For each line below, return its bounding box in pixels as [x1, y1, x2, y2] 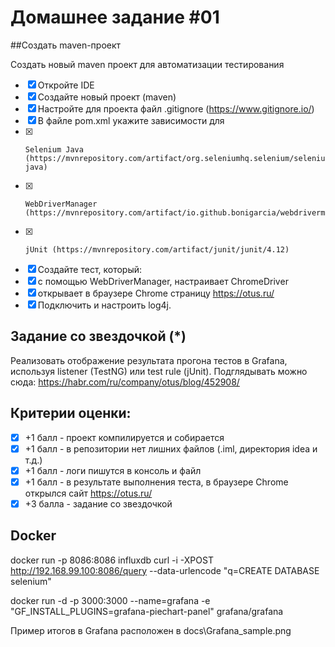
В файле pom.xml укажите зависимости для [37, 114, 225, 126]
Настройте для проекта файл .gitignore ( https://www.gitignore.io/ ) [37, 102, 315, 115]
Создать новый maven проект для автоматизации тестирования [10, 58, 285, 70]
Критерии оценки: [10, 405, 132, 422]
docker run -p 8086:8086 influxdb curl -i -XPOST [10, 554, 214, 566]
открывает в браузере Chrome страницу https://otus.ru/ [37, 287, 275, 299]
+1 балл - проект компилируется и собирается [24, 431, 225, 443]
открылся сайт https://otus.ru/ [24, 487, 153, 499]
